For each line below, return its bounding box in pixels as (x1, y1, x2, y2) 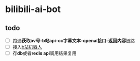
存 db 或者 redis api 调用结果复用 (12, 50, 77, 56)
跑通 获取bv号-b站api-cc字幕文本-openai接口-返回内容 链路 (12, 38, 135, 43)
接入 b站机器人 (12, 44, 42, 50)
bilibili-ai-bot (5, 4, 61, 15)
